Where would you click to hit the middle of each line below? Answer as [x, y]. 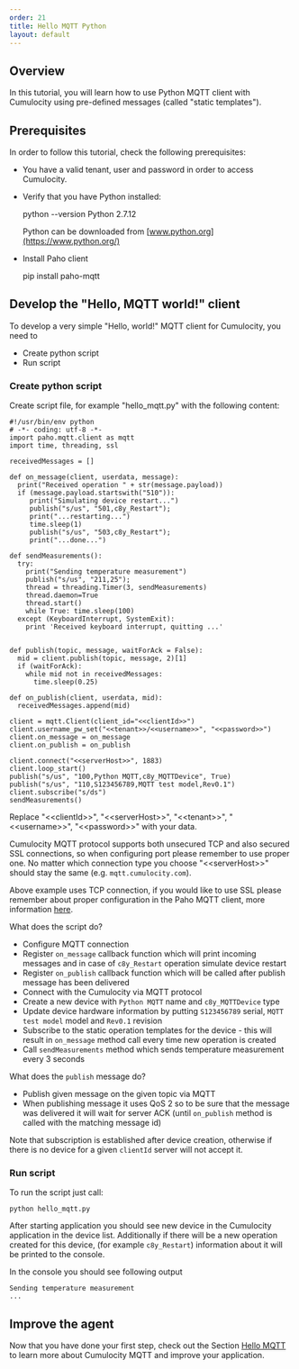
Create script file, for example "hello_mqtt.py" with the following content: [145, 405]
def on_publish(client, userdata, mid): [86, 698]
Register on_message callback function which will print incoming [139, 954]
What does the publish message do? [77, 1076]
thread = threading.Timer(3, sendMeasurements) [116, 588]
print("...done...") [68, 540]
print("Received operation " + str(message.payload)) [120, 485]
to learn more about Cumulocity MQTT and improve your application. [137, 1355]
